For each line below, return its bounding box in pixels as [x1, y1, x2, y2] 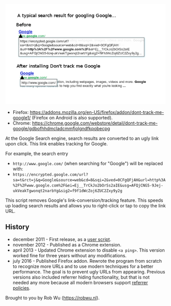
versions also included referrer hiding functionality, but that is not [12, 274, 150, 280]
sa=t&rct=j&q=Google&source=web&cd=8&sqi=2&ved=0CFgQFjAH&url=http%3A [12, 177, 166, 182]
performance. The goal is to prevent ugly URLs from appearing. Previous [12, 268, 165, 274]
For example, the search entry [5, 150, 69, 157]
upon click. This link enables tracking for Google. [5, 141, 108, 146]
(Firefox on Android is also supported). [32, 115, 113, 120]
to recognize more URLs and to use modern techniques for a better [12, 263, 154, 269]
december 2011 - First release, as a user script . [12, 236, 111, 242]
